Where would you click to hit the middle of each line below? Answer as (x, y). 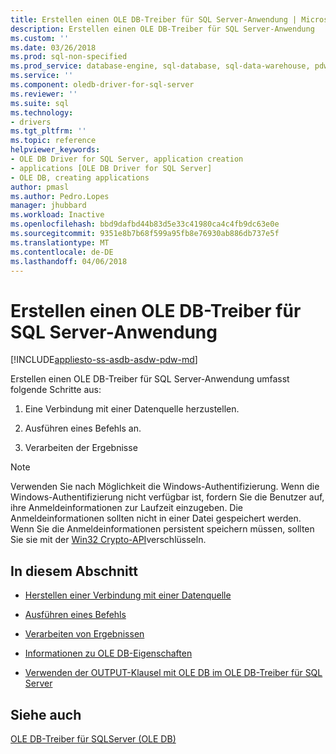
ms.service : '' (42, 76)
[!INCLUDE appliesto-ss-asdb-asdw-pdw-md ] (104, 360)
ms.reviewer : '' (44, 94)
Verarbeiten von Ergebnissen (84, 634)
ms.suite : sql (40, 103)
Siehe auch (46, 714)
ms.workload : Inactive (57, 215)
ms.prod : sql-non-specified (69, 57)
